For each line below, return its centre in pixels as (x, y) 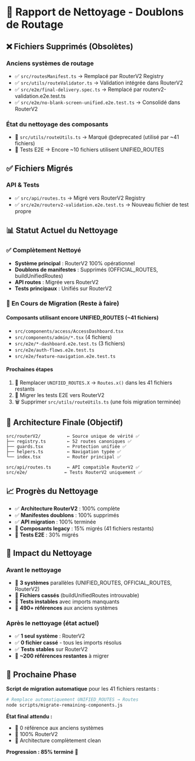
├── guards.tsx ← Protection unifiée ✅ (66, 446)
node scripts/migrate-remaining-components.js (64, 705)
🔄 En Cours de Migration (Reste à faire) (63, 304)
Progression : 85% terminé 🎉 (42, 752)
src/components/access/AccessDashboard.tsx (69, 331)
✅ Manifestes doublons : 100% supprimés (67, 515)
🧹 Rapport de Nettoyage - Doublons (95, 12)
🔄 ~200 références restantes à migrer (62, 656)
